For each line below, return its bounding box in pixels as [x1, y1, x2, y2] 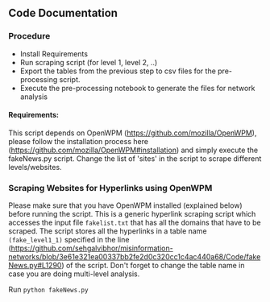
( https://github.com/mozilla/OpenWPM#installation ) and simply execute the [8, 145, 259, 155]
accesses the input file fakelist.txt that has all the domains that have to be [8, 217, 261, 228]
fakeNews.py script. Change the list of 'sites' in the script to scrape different [8, 153, 262, 163]
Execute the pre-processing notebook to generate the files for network [19, 83, 255, 93]
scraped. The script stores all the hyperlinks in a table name [8, 226, 207, 236]
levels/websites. [8, 162, 62, 172]
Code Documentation [8, 6, 118, 20]
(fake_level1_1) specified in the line [8, 235, 130, 245]
